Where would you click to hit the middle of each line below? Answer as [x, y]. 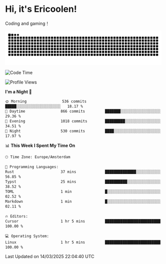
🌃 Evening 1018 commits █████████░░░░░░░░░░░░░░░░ [83, 121]
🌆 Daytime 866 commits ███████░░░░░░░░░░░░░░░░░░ [83, 111]
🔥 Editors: [17, 216]
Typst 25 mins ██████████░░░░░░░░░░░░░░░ [83, 181]
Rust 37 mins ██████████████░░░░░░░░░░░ [83, 172]
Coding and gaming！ [27, 23]
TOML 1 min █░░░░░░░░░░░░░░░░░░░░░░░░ [83, 191]
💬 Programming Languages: [32, 167]
